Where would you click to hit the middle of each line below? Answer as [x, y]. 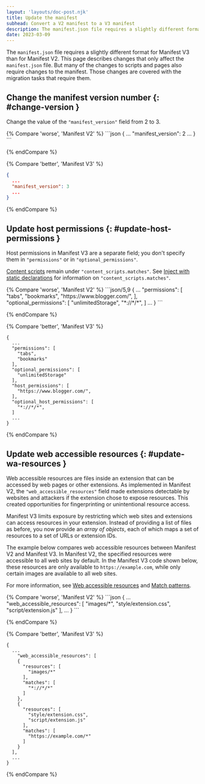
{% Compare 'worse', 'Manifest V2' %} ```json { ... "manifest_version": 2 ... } [101, 133]
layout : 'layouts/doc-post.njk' [47, 12]
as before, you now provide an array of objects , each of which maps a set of [103, 529]
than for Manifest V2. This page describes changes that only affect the [95, 59]
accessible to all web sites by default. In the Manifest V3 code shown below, [102, 560]
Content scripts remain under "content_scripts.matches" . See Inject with [98, 271]
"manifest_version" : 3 [41, 186]
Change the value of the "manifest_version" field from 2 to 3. [84, 121]
